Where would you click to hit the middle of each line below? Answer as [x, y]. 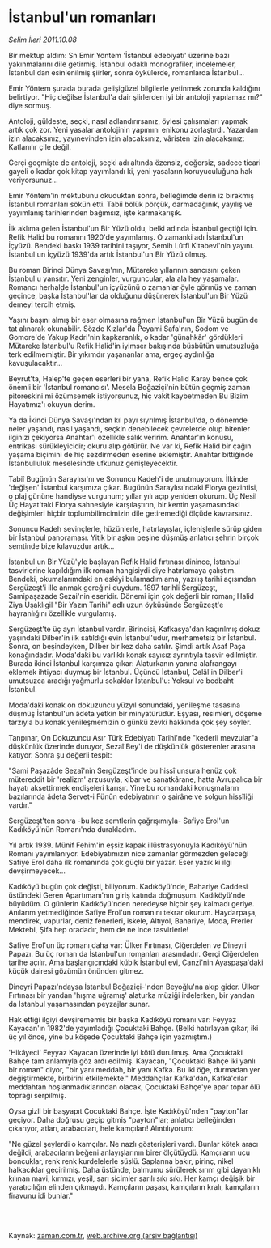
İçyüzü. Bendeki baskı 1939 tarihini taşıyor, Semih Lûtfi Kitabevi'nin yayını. [131, 245]
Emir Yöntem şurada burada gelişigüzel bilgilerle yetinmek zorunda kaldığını [134, 88]
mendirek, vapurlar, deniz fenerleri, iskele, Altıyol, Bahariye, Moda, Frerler [131, 921]
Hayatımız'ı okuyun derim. [52, 404]
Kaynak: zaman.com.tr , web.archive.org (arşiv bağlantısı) [103, 1235]
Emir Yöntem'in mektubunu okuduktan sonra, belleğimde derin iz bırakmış [131, 195]
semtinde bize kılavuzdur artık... [61, 545]
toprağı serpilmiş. [37, 1095]
